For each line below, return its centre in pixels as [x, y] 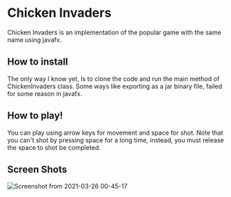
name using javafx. [34, 39]
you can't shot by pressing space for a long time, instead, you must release [115, 140]
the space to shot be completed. [54, 147]
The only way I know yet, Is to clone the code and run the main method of [113, 79]
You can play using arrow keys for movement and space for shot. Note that [115, 133]
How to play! [35, 116]
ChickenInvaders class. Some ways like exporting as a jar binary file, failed [115, 86]
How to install [38, 62]
